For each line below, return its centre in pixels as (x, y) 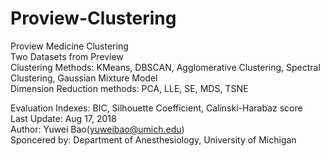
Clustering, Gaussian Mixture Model (84, 78)
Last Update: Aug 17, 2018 (63, 118)
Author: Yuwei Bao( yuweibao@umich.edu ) (97, 129)
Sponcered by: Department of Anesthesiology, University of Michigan (153, 139)
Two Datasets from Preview (67, 56)
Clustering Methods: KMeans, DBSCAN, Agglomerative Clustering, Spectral (165, 67)
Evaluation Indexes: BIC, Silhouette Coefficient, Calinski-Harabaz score (156, 108)
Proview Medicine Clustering (69, 46)
